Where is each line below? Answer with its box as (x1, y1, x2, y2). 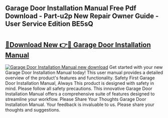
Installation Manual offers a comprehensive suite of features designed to (5, 91, 155, 97)
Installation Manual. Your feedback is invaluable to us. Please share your (5, 101, 154, 107)
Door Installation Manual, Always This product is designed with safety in (5, 80, 154, 86)
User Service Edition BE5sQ (5, 20, 94, 28)
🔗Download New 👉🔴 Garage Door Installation (5, 40, 151, 49)
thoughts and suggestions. (5, 107, 61, 112)
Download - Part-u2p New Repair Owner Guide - (5, 12, 159, 21)
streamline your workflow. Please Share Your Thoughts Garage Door (5, 96, 146, 102)
